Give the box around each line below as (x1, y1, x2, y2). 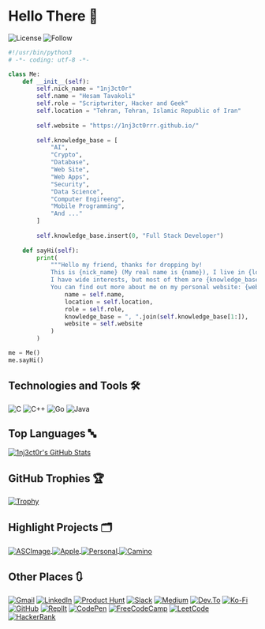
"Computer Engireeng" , (50, 195, 125, 203)
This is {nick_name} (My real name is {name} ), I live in (50, 269, 245, 277)
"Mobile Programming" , (50, 202, 125, 210)
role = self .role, (64, 305, 125, 313)
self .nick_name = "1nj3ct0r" (36, 85, 132, 93)
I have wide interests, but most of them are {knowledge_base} (50, 276, 263, 284)
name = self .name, (64, 290, 125, 299)
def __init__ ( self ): (22, 77, 90, 85)
